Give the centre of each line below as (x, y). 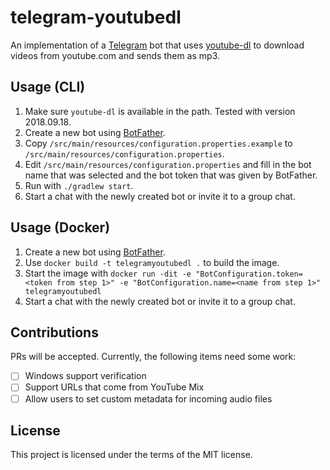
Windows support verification (85, 376)
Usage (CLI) (48, 87)
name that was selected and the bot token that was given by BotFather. (171, 175)
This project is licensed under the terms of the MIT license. (131, 455)
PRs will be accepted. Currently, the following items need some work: (153, 357)
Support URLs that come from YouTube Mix (114, 387)
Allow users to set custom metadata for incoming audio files (148, 398)
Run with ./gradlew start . (79, 185)
